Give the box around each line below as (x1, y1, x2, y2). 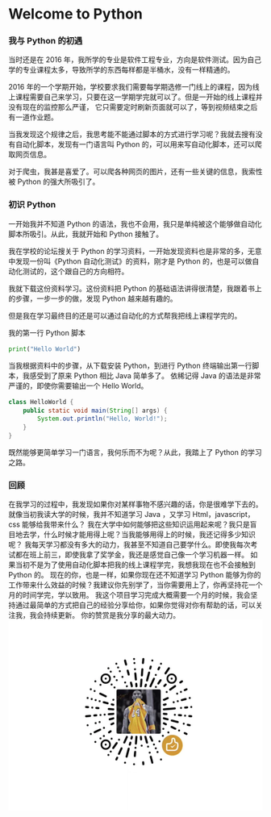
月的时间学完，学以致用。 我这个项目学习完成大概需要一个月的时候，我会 (8, 590, 251, 600)
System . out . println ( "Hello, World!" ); (37, 415, 168, 423)
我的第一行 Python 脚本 (8, 327, 86, 337)
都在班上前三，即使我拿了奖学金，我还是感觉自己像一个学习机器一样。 (15, 550, 248, 560)
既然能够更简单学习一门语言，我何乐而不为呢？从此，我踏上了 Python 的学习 (8, 448, 262, 457)
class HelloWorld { (8, 398, 74, 406)
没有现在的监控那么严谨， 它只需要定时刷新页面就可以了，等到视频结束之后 (8, 102, 258, 112)
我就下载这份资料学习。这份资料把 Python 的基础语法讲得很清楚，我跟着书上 (8, 283, 262, 293)
